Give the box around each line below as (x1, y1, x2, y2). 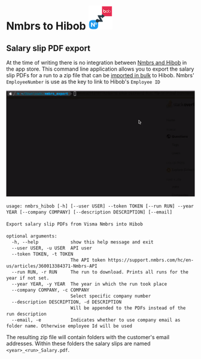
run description (6, 311, 47, 317)
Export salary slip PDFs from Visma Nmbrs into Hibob (6, 221, 144, 227)
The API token (70, 257, 106, 263)
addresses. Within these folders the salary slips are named (6, 340, 151, 347)
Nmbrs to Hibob (6, 19, 87, 33)
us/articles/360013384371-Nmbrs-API (6, 263, 98, 269)
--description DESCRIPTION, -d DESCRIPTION (11, 299, 121, 305)
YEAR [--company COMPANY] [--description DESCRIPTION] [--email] (6, 209, 172, 215)
